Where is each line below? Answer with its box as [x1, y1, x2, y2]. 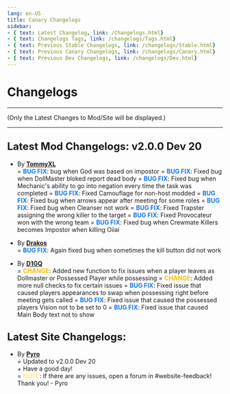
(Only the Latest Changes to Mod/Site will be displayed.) [7, 113, 166, 121]
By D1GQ [16, 259, 43, 268]
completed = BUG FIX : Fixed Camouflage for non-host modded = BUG [16, 189, 216, 197]
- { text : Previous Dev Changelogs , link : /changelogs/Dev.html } [7, 55, 197, 62]
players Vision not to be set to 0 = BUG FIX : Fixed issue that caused [16, 303, 209, 311]
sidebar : [7, 23, 32, 30]
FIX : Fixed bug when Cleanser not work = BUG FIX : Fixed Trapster [16, 203, 204, 211]
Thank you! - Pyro [16, 379, 68, 388]
